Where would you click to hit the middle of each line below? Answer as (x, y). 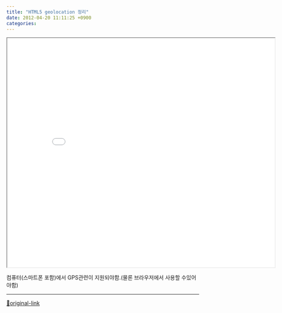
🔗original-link (23, 303)
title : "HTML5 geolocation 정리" (48, 12)
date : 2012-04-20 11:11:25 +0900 (49, 18)
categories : (21, 23)
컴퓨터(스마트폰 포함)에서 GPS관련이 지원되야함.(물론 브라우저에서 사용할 (93, 278)
